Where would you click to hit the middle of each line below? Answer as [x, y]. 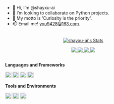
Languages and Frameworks [35, 65]
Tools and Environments [30, 86]
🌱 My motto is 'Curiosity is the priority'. [52, 18]
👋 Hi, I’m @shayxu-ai [33, 8]
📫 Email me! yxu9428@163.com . [46, 24]
